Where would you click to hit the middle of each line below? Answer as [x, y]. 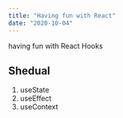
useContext [39, 107]
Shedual [29, 71]
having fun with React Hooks [56, 45]
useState [34, 90]
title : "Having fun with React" [62, 16]
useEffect [36, 98]
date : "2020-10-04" [41, 23]
